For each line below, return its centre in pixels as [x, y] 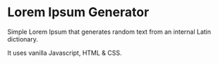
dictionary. [23, 39]
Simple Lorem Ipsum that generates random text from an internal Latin [109, 32]
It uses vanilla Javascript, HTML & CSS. [65, 53]
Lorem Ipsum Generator [78, 12]
